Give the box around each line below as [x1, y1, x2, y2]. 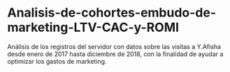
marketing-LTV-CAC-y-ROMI [7, 19, 180, 35]
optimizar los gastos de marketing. [7, 57, 107, 65]
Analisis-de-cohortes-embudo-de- [7, 5, 217, 21]
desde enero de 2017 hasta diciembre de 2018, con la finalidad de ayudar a [7, 50, 224, 58]
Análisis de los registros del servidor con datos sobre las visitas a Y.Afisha [7, 42, 222, 51]
